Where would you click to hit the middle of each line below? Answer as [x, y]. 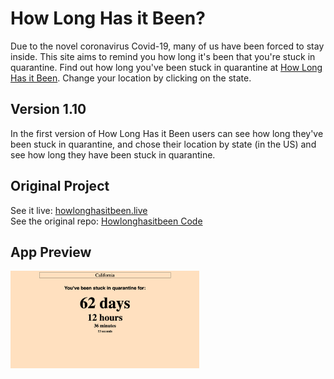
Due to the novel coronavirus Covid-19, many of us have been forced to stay [167, 46]
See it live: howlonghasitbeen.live [79, 210]
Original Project [60, 186]
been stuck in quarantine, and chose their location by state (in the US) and [163, 144]
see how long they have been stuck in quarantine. [113, 154]
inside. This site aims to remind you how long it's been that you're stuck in [163, 56]
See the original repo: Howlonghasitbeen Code [106, 221]
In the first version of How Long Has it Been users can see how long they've [167, 133]
